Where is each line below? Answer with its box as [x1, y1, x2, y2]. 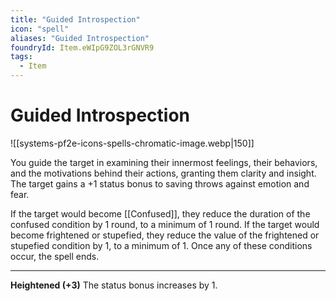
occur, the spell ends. [10, 250, 100, 262]
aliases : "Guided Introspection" [10, 33, 150, 43]
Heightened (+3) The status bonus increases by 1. [10, 279, 218, 291]
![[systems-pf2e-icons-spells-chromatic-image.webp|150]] [10, 137, 255, 149]
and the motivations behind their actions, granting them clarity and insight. [10, 167, 317, 179]
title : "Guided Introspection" [10, 14, 141, 25]
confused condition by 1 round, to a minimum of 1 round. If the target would [10, 218, 320, 230]
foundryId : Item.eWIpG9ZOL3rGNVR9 [10, 42, 155, 53]
